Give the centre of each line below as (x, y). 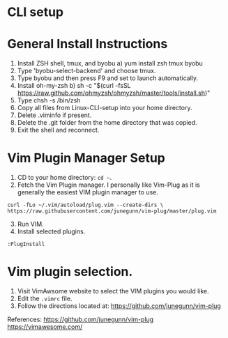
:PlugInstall (26, 245)
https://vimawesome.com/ (45, 327)
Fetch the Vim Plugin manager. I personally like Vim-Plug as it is (108, 185)
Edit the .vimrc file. (45, 298)
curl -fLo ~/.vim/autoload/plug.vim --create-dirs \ (85, 205)
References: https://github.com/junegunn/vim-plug (81, 319)
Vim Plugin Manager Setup (86, 158)
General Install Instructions (88, 44)
